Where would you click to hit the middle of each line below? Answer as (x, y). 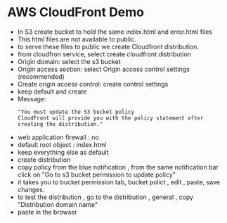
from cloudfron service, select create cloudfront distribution (104, 54)
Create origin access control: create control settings (93, 84)
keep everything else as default (63, 152)
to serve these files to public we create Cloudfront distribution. (108, 46)
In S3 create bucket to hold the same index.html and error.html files (115, 32)
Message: (32, 98)
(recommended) (41, 76)
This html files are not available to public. (77, 39)
